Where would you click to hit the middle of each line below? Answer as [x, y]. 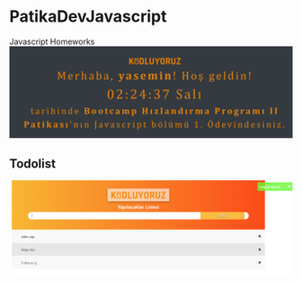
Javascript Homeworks [52, 41]
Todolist [33, 164]
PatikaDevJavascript [88, 17]
